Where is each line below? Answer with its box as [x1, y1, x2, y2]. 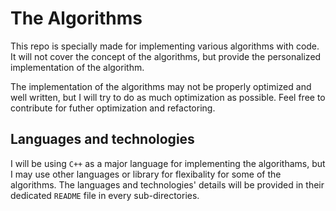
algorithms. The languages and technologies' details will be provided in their [10, 178, 325, 191]
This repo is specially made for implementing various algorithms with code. [10, 40, 320, 52]
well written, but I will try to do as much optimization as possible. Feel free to [10, 91, 326, 103]
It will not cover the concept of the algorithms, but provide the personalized [10, 50, 322, 62]
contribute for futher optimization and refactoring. [10, 102, 216, 114]
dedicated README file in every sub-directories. [10, 189, 200, 201]
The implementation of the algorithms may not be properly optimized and [10, 80, 312, 92]
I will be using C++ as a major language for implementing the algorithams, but [10, 157, 326, 169]
